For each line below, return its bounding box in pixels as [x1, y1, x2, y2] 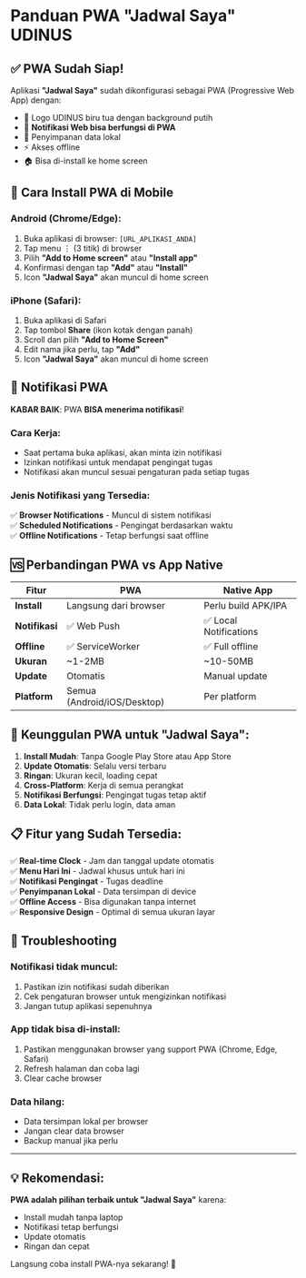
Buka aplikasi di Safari [23, 314, 107, 325]
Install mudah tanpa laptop [23, 1212, 123, 1223]
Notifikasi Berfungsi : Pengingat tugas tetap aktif [23, 789, 207, 800]
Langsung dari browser [65, 599, 166, 612]
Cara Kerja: [10, 426, 62, 439]
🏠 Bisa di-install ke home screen [23, 155, 148, 166]
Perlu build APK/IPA [203, 599, 288, 612]
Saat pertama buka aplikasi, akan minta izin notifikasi [23, 447, 222, 459]
